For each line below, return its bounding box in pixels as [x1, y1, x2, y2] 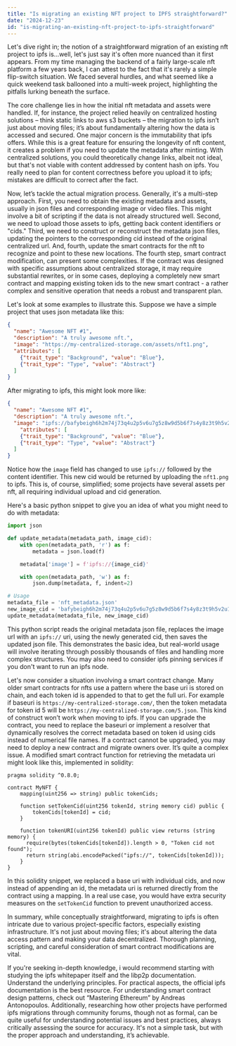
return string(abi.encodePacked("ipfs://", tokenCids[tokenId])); [25, 852, 225, 859]
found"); [7, 846, 33, 853]
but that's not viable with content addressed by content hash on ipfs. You [7, 161, 219, 170]
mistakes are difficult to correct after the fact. [7, 176, 139, 184]
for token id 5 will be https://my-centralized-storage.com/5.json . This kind [7, 706, 227, 714]
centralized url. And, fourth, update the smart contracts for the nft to [7, 242, 205, 250]
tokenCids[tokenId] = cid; [32, 808, 112, 816]
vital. [7, 950, 22, 958]
